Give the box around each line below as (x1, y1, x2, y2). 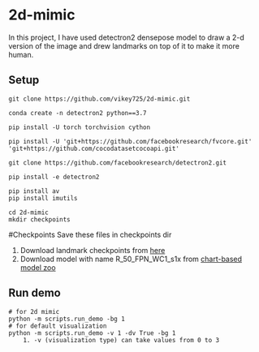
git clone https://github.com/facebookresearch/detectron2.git (8, 158, 227, 167)
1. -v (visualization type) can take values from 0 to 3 (23, 336, 220, 344)
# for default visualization (8, 322, 107, 330)
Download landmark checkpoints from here (19, 245, 166, 255)
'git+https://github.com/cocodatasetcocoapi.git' (8, 144, 180, 152)
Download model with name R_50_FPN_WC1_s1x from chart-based (19, 254, 242, 264)
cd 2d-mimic (8, 208, 49, 217)
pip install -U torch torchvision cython (8, 123, 151, 131)
